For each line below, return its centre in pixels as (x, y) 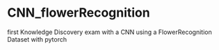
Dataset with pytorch (37, 39)
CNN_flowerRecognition (79, 13)
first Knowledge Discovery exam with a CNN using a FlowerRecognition (109, 32)
